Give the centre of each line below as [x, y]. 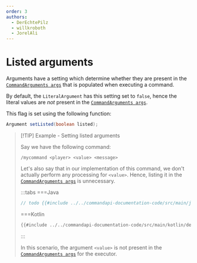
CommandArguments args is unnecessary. [68, 181]
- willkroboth [28, 28]
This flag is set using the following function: [59, 114]
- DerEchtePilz [30, 22]
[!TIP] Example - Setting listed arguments [70, 135]
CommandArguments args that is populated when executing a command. [90, 85]
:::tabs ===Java [40, 192]
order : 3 [17, 11]
